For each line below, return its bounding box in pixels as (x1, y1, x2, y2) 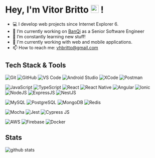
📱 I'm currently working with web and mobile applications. (12, 39, 133, 45)
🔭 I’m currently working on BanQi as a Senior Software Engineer (12, 28, 144, 34)
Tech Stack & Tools (5, 61, 66, 69)
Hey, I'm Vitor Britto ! (5, 4, 104, 16)
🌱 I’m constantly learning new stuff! (12, 33, 86, 39)
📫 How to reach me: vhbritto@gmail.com (12, 44, 99, 50)
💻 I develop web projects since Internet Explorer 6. (12, 21, 119, 27)
